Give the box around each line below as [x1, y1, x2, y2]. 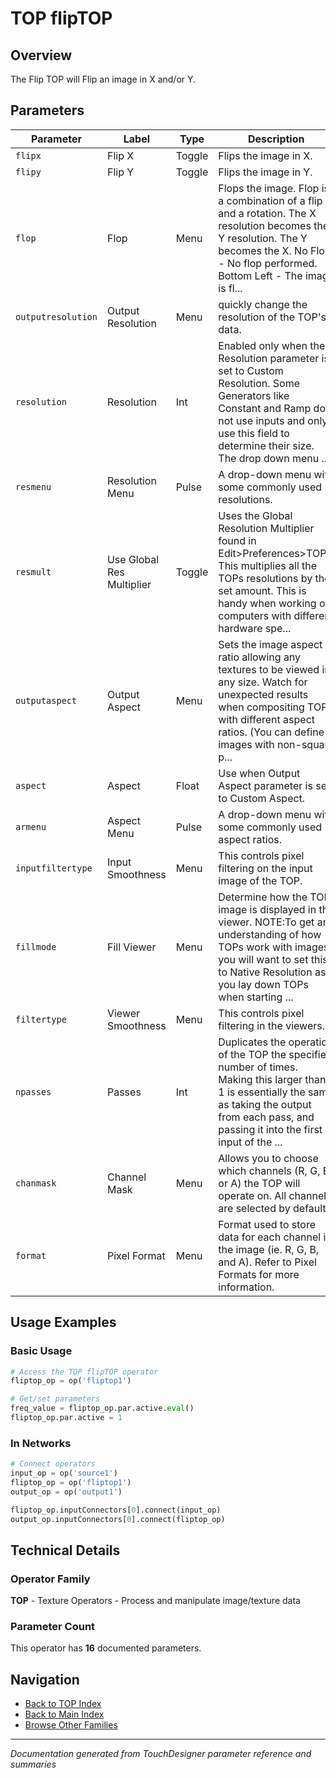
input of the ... [218, 1135, 283, 1149]
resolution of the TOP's [218, 310, 327, 324]
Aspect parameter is [218, 778, 313, 792]
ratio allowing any [218, 650, 302, 664]
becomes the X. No [218, 243, 308, 257]
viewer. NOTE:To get [218, 915, 315, 929]
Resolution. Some [218, 376, 301, 390]
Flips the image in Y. [218, 165, 313, 179]
